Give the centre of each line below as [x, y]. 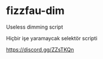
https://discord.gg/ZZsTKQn [40, 49]
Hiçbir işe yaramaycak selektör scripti [52, 38]
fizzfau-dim [35, 11]
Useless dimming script [35, 27]
